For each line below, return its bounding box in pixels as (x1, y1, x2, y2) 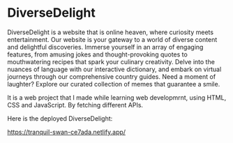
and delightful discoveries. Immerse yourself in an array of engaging (7, 43, 204, 51)
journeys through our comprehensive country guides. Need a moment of (7, 72, 216, 81)
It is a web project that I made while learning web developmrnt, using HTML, (7, 93, 227, 102)
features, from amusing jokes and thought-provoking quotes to (7, 50, 188, 59)
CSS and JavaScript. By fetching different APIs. (7, 100, 144, 109)
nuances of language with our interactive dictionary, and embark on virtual (7, 65, 222, 73)
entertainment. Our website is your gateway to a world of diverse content (7, 35, 218, 43)
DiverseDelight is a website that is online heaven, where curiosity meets (7, 28, 214, 36)
